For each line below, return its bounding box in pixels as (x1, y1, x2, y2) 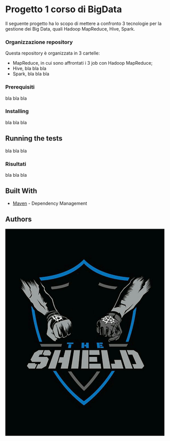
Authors (5, 215, 32, 224)
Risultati (5, 160, 26, 168)
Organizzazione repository (5, 38, 73, 45)
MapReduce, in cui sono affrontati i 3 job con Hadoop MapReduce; (12, 60, 153, 66)
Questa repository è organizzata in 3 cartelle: (5, 50, 100, 57)
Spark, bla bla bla (12, 71, 49, 77)
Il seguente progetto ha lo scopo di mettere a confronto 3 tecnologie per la (5, 20, 162, 26)
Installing (5, 108, 29, 115)
